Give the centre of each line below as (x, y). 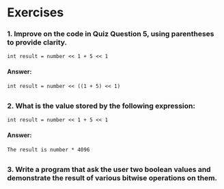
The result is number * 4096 (48, 149)
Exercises (36, 13)
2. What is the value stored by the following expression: (101, 106)
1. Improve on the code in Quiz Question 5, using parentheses (111, 34)
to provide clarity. (37, 42)
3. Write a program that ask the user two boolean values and (109, 170)
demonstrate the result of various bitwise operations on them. (112, 178)
